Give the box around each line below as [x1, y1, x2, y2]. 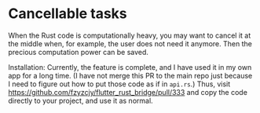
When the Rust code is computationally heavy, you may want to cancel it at [8, 31, 251, 40]
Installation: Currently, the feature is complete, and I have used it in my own [8, 62, 252, 71]
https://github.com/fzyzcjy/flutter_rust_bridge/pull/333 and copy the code [8, 87, 247, 97]
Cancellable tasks [8, 5, 127, 23]
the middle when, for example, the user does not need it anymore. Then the [8, 38, 253, 48]
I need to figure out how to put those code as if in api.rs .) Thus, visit [8, 79, 231, 89]
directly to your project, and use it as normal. [8, 96, 153, 105]
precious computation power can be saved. [8, 47, 149, 56]
